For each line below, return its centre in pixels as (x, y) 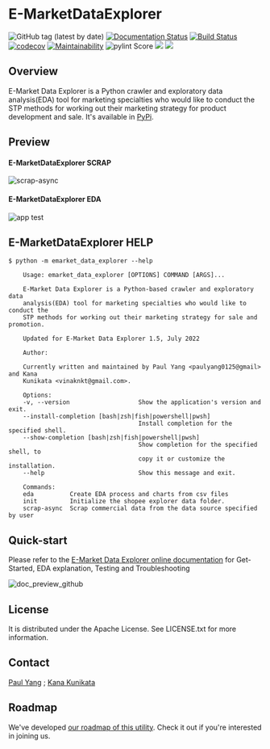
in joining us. (29, 735)
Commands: (39, 487)
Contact (29, 663)
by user (21, 515)
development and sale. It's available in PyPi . (81, 116)
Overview (33, 72)
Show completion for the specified (198, 445)
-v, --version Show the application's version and (142, 402)
